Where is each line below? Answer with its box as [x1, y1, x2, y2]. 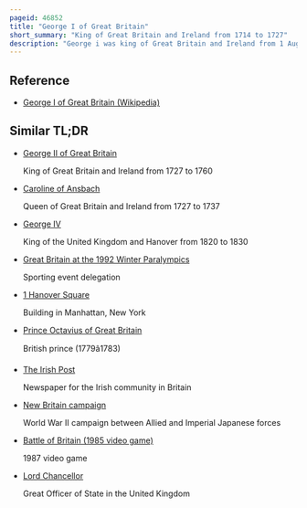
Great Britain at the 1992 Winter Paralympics [22, 253, 190, 265]
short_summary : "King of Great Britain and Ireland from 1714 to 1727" [9, 30, 288, 39]
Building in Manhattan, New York [22, 307, 146, 318]
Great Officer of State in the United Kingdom [22, 488, 190, 499]
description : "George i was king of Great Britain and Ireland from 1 [9, 38, 284, 48]
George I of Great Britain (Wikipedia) [22, 97, 160, 108]
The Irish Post [22, 364, 76, 375]
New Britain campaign [22, 399, 107, 410]
